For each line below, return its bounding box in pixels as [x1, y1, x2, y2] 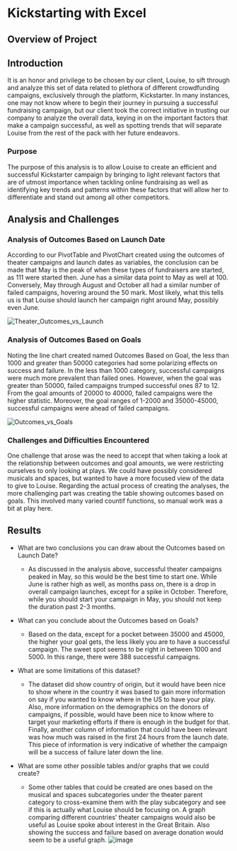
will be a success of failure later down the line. [28, 747, 164, 756]
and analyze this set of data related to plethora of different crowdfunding [7, 84, 219, 92]
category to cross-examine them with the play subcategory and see [28, 798, 226, 806]
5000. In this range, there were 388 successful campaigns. [28, 652, 201, 661]
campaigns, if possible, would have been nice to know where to [28, 710, 214, 718]
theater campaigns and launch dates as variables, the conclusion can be [7, 258, 219, 267]
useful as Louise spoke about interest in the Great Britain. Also [28, 821, 210, 829]
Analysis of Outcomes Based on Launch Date [7, 235, 166, 244]
